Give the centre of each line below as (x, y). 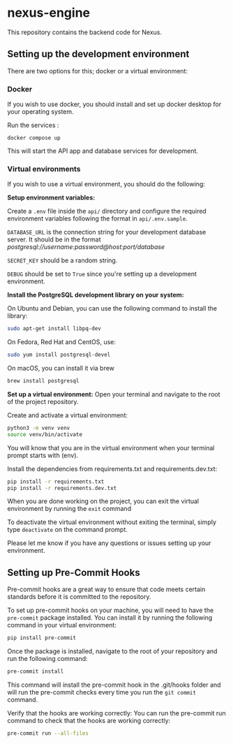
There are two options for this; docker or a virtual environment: (98, 70)
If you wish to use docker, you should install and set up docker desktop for (114, 104)
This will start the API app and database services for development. (103, 151)
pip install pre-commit (42, 638)
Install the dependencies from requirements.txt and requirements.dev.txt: (112, 468)
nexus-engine (49, 13)
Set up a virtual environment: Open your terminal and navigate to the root (114, 394)
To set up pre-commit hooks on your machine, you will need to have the (111, 610)
